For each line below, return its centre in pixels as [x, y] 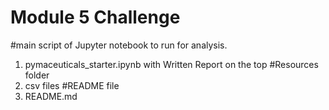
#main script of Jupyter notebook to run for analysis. [119, 45]
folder [37, 75]
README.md [51, 96]
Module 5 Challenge [95, 17]
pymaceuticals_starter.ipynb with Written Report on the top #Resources [171, 64]
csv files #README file [72, 85]
